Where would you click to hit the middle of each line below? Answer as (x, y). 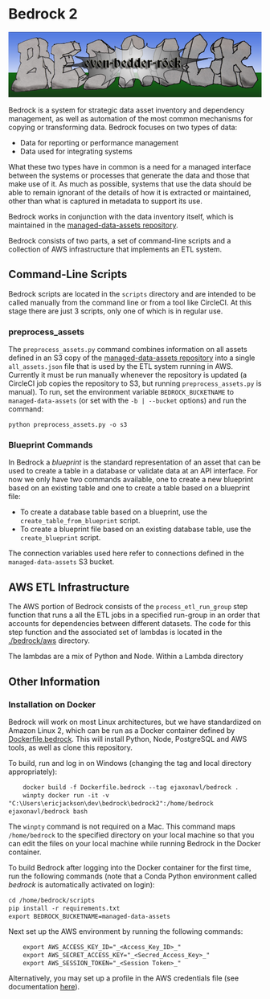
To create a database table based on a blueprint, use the (113, 512)
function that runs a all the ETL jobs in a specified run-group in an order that (134, 615)
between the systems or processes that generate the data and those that (129, 175)
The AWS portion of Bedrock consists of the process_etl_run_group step (128, 607)
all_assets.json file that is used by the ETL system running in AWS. (121, 366)
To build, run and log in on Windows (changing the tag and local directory (130, 763)
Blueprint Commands (51, 445)
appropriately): (33, 772)
